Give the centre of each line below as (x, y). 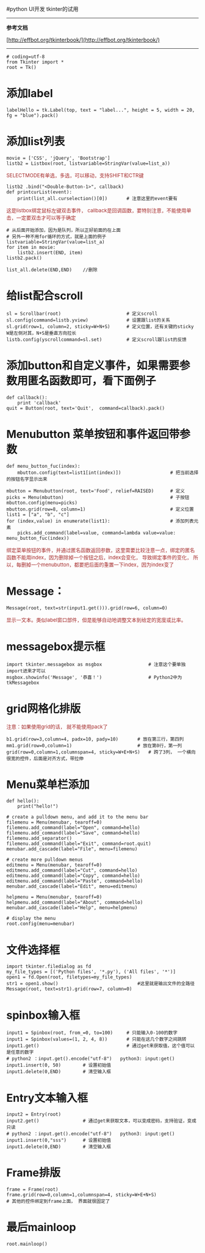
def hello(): (23, 801)
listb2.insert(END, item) (50, 253)
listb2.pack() (24, 258)
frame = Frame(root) (33, 1190)
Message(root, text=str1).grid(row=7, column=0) (69, 989)
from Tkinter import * (35, 62)
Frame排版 (34, 1173)
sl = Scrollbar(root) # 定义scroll (82, 314)
